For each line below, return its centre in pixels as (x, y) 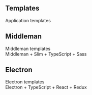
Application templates (28, 20)
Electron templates (25, 82)
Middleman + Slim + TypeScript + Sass (46, 54)
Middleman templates (28, 49)
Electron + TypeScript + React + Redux (46, 87)
